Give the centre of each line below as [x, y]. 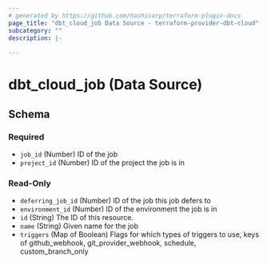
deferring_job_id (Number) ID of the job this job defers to [116, 201]
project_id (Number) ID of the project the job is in [102, 163]
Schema [29, 114]
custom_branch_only [54, 251]
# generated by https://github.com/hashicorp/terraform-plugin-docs [125, 16]
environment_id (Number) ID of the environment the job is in [118, 209]
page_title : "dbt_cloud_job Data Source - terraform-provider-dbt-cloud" [134, 23]
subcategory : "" [35, 30]
